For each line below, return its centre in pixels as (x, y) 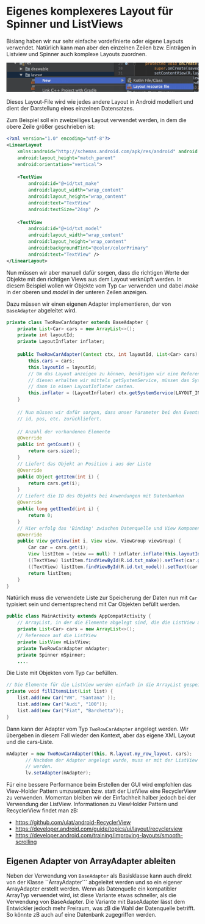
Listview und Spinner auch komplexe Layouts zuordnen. (77, 54)
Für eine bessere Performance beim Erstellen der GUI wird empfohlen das (99, 785)
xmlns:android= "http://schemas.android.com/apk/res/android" (96, 151)
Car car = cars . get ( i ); (58, 547)
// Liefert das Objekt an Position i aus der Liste (84, 464)
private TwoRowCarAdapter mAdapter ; (64, 648)
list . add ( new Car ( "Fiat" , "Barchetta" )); (70, 710)
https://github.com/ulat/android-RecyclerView (73, 823)
